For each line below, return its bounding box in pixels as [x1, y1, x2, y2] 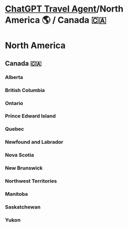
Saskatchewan [5, 203, 41, 210]
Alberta [5, 74, 23, 80]
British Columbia [5, 87, 45, 93]
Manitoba [5, 190, 28, 197]
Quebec [5, 126, 24, 133]
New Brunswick [5, 165, 43, 171]
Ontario [5, 100, 23, 106]
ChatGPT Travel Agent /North [5, 3, 124, 15]
